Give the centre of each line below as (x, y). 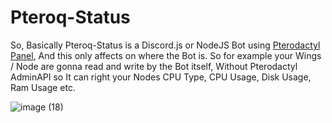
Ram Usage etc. (43, 87)
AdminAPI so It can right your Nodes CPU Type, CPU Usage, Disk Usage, (161, 77)
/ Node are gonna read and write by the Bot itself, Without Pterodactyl (154, 66)
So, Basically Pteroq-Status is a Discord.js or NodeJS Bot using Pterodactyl (165, 45)
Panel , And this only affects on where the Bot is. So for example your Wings (166, 55)
